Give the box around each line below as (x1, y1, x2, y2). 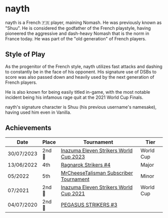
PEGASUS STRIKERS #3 (60, 201, 117, 208)
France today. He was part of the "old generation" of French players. (5, 35, 146, 41)
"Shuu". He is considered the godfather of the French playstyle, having (5, 25, 151, 31)
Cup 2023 (60, 153, 85, 160)
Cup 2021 (60, 190, 85, 197)
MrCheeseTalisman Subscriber (60, 169, 133, 176)
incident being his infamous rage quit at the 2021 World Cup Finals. (5, 94, 143, 100)
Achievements (5, 124, 51, 132)
